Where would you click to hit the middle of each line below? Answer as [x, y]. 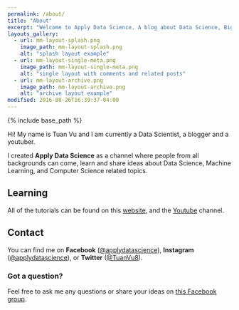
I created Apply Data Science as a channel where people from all [103, 155]
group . [17, 299]
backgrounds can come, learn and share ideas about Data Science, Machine [119, 163]
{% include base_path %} [45, 120]
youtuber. [21, 142]
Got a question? [35, 276]
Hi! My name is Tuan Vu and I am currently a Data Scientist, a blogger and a [118, 134]
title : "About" [30, 21]
